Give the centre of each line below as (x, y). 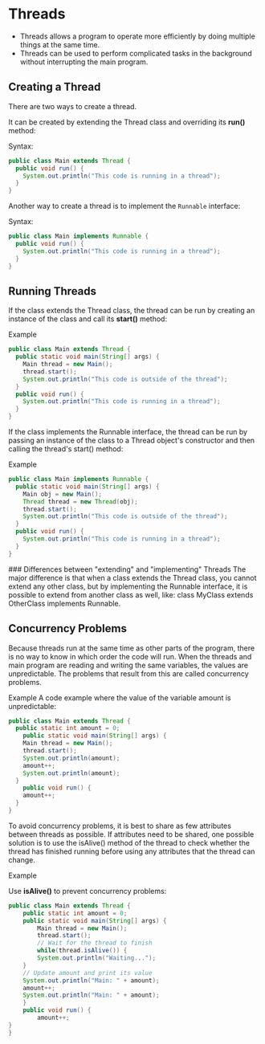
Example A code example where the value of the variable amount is (120, 697)
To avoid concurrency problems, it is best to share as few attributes (120, 826)
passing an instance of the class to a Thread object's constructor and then (132, 440)
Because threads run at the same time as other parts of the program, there (132, 648)
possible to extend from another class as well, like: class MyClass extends (131, 594)
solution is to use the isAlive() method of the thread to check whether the (129, 842)
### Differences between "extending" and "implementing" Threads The (127, 569)
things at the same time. (60, 44)
